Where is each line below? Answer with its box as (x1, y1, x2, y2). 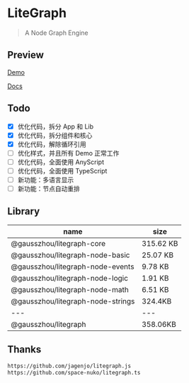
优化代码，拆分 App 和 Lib (17, 122, 94, 131)
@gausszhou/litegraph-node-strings (11, 296, 135, 306)
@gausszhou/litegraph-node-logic (11, 273, 129, 283)
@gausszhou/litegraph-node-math (11, 284, 130, 294)
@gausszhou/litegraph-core (11, 238, 106, 248)
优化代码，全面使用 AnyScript (17, 158, 105, 166)
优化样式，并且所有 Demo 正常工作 (17, 149, 120, 157)
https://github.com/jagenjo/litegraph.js (7, 362, 132, 369)
